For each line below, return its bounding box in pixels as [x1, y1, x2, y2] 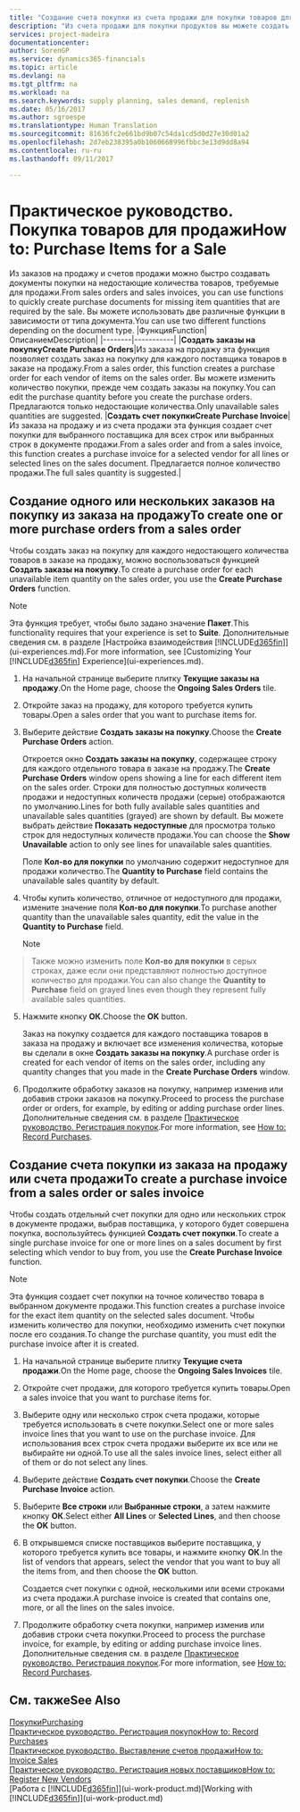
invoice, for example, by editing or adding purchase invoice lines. [21, 1639, 262, 1649]
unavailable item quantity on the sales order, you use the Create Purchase [9, 574, 283, 585]
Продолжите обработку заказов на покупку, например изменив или [21, 1083, 284, 1095]
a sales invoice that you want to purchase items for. [21, 1392, 212, 1403]
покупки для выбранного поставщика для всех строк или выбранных [9, 430, 274, 441]
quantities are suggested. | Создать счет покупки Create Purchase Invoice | [9, 410, 291, 421]
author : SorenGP [9, 46, 70, 55]
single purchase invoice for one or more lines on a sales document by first [9, 1237, 282, 1248]
